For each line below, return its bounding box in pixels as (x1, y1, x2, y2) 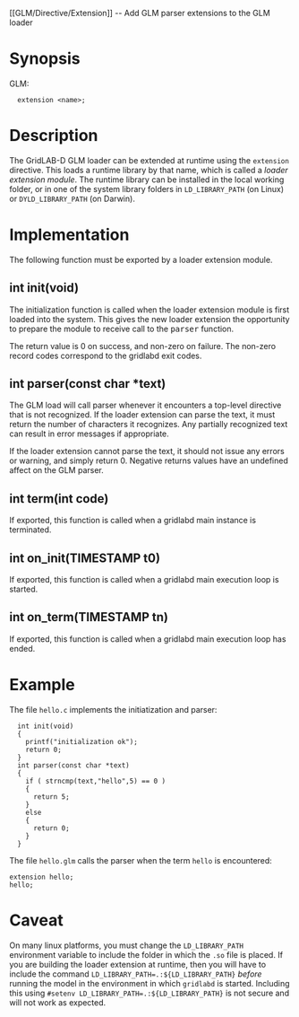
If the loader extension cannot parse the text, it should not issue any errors (9, 446, 285, 457)
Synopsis (9, 48, 81, 69)
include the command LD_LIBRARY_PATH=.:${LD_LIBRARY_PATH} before (9, 969, 262, 979)
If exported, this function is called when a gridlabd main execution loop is (9, 574, 279, 585)
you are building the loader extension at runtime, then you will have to (9, 959, 267, 969)
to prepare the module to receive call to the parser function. (9, 323, 235, 334)
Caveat (9, 910, 64, 930)
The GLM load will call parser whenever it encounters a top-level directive (9, 399, 282, 411)
